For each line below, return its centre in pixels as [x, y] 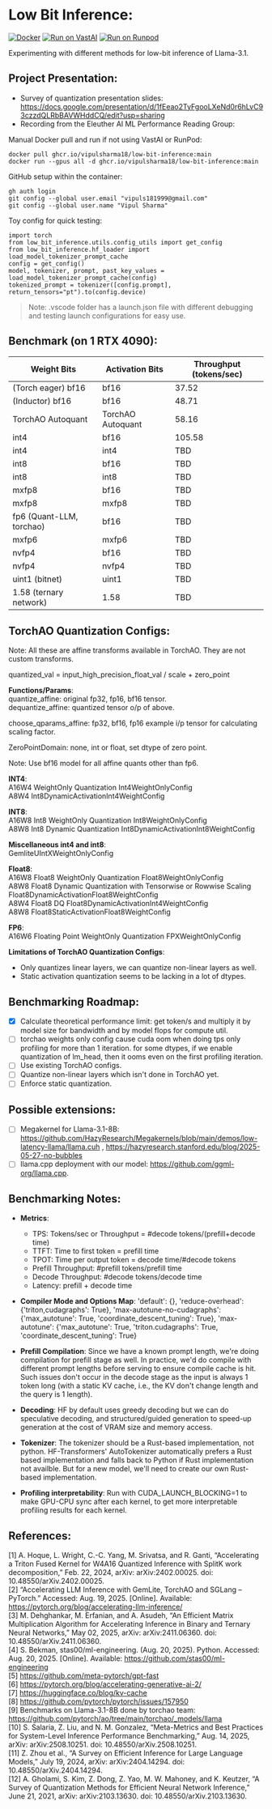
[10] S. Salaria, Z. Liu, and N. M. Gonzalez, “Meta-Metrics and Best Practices [136, 1727]
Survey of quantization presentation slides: [91, 98]
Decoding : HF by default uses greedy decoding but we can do [124, 1410]
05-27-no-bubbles [51, 1156]
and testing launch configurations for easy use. [107, 315]
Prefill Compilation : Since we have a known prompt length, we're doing [139, 1351]
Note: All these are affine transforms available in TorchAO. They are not [127, 650]
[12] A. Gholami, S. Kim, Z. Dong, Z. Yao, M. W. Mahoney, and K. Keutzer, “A [134, 1779]
